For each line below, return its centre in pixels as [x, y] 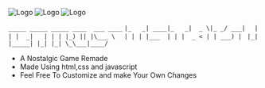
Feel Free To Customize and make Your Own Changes [108, 75]
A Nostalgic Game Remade [64, 58]
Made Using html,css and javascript [78, 67]
